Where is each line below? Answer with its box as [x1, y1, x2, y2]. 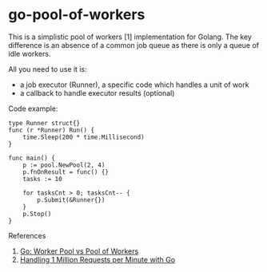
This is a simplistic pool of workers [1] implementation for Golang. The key [8, 32, 252, 41]
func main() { [8, 154, 56, 162]
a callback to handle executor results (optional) [19, 88, 175, 97]
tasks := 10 [22, 175, 62, 183]
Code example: [8, 104, 58, 113]
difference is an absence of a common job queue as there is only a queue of [8, 40, 260, 49]
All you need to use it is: [8, 64, 87, 73]
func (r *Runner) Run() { [8, 126, 94, 134]
